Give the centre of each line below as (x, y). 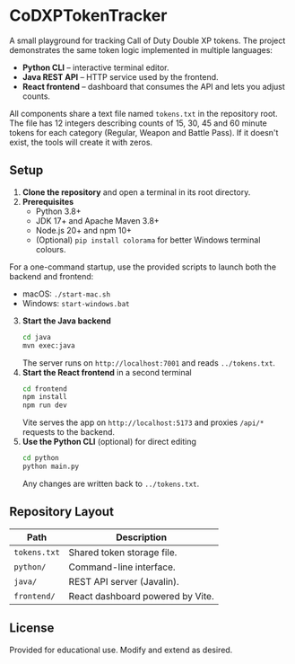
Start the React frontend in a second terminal (107, 372)
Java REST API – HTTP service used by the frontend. (120, 76)
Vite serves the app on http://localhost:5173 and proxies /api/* (143, 422)
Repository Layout (62, 512)
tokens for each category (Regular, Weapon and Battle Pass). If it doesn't (144, 132)
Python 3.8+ (59, 211)
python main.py (51, 466)
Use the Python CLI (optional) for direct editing (109, 442)
